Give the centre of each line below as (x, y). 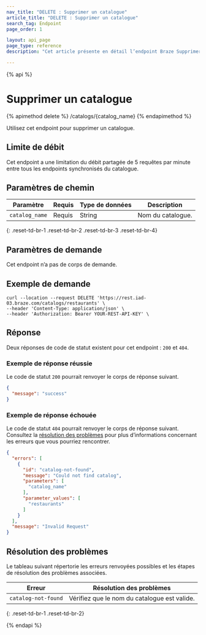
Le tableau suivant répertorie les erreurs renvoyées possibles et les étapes (101, 566)
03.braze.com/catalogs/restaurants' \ (56, 303)
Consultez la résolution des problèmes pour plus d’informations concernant (102, 435)
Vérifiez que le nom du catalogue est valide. (132, 598)
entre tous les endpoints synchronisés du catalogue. (73, 169)
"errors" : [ (27, 458)
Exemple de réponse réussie (50, 363)
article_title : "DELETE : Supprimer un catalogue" (72, 18)
